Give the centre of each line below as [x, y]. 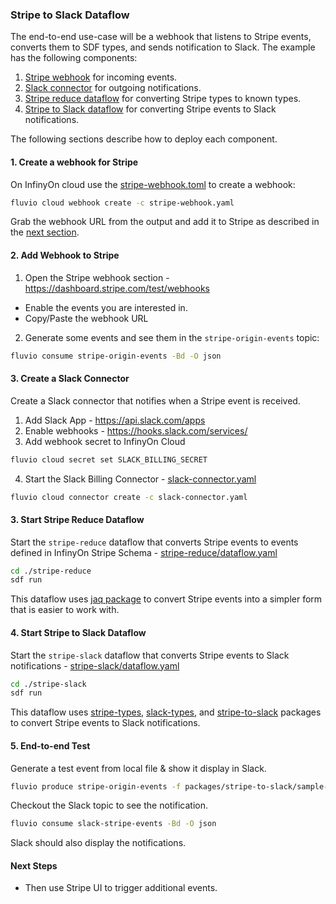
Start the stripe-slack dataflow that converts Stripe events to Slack [150, 655]
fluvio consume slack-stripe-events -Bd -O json [113, 824]
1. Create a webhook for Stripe [74, 162]
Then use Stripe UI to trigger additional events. [121, 888]
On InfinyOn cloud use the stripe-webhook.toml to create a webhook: [153, 184]
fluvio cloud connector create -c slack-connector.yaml [129, 497]
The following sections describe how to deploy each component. [144, 139]
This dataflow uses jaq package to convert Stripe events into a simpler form [166, 599]
